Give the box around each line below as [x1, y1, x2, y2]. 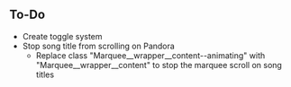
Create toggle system [22, 30, 103, 41]
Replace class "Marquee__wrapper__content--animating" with [35, 49, 266, 61]
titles [35, 69, 55, 80]
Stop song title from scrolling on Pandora [22, 40, 176, 51]
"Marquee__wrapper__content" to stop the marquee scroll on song [35, 59, 282, 70]
